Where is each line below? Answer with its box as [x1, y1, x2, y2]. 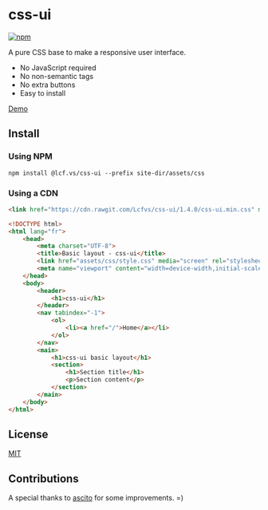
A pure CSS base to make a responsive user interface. [8, 47, 187, 57]
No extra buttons [19, 80, 76, 89]
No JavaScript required [19, 62, 97, 73]
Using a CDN [8, 188, 58, 199]
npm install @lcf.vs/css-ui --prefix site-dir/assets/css [8, 169, 205, 177]
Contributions [8, 472, 79, 485]
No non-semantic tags [19, 71, 94, 81]
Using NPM [8, 151, 53, 162]
